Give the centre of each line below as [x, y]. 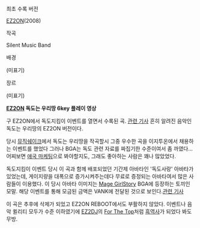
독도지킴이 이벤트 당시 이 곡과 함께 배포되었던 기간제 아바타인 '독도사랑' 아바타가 [100, 169]
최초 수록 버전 [23, 9]
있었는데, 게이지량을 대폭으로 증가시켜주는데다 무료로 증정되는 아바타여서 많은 [97, 176]
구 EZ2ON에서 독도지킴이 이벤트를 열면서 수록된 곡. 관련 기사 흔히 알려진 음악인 [99, 121]
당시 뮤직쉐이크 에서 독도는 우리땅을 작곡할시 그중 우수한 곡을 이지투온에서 [92, 141]
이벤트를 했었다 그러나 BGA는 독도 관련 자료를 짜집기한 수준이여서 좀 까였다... [103, 149]
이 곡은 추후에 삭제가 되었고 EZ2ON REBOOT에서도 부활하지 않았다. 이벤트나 [96, 204]
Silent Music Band [29, 45]
